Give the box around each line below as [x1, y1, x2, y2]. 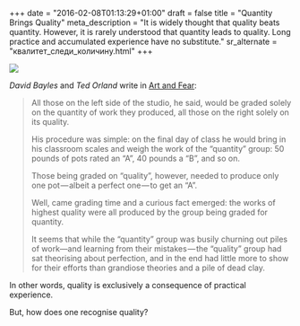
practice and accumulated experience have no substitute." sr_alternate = [9, 36, 278, 47]
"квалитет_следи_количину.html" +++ [9, 46, 153, 57]
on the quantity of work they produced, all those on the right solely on [30, 107, 289, 118]
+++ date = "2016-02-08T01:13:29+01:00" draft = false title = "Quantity [9, 8, 273, 18]
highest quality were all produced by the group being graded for [30, 207, 269, 217]
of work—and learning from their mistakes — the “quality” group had [30, 243, 282, 254]
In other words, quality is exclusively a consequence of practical [9, 280, 246, 290]
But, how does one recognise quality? [9, 307, 149, 317]
